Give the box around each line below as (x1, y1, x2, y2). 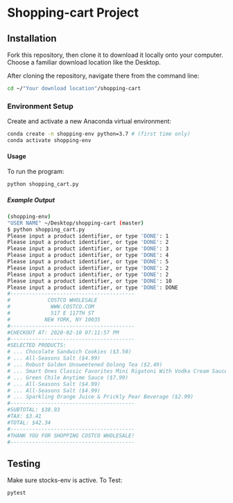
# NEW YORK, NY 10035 (7, 316, 101, 323)
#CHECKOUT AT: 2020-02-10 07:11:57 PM (7, 329, 119, 336)
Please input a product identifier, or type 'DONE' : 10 (7, 277, 172, 285)
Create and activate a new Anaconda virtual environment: (7, 117, 172, 125)
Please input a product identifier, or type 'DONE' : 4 (7, 251, 169, 259)
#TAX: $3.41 (7, 413, 42, 420)
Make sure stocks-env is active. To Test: (7, 476, 123, 484)
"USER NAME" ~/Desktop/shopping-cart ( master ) (7, 220, 144, 227)
